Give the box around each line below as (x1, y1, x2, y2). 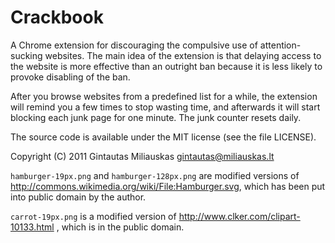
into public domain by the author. (10, 191, 147, 203)
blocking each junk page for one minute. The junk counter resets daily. (10, 111, 302, 123)
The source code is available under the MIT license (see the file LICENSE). (10, 131, 317, 143)
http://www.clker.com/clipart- (178, 210, 301, 222)
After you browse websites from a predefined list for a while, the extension (10, 90, 318, 102)
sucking (10, 49, 43, 61)
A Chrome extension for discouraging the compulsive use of (10, 39, 258, 51)
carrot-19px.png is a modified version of (10, 210, 177, 222)
